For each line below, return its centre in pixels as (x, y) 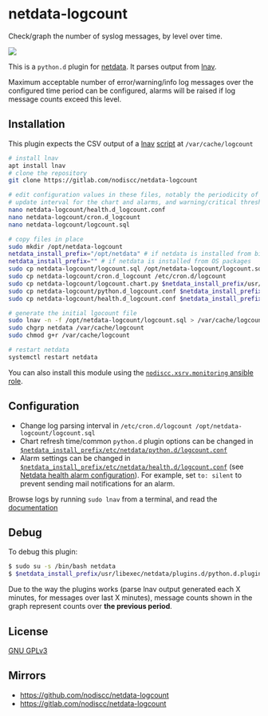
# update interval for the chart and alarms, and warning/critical (123, 202)
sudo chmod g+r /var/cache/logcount (69, 336)
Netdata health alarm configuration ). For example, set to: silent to (130, 475)
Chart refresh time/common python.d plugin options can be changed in (136, 441)
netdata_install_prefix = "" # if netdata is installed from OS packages (130, 262)
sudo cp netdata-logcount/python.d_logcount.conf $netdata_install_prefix (135, 291)
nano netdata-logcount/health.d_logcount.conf (87, 210)
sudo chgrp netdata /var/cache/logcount (77, 328)
